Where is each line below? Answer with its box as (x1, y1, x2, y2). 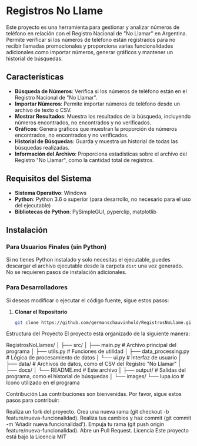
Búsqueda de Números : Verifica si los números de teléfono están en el (14, 87, 187, 95)
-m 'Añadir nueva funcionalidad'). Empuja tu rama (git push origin (6, 421, 165, 428)
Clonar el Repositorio (14, 308, 68, 315)
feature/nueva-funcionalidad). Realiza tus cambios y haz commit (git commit (6, 414, 192, 422)
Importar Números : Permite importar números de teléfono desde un (14, 100, 181, 107)
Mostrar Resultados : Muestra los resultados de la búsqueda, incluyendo (14, 113, 191, 120)
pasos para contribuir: (6, 397, 60, 404)
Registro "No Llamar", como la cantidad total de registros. (14, 156, 155, 163)
